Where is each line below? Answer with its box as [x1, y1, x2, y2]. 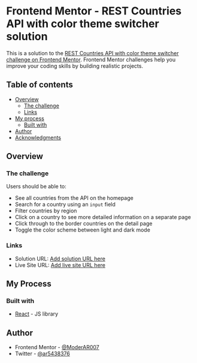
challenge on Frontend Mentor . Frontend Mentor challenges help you [6, 56, 175, 63]
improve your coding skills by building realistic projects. [6, 62, 144, 70]
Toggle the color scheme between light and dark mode [14, 226, 151, 233]
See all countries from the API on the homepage [14, 194, 134, 202]
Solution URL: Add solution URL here [14, 255, 106, 262]
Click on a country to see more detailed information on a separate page [14, 214, 192, 221]
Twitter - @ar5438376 [14, 350, 70, 358]
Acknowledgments [14, 134, 62, 141]
